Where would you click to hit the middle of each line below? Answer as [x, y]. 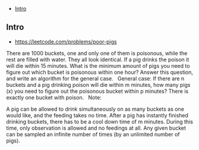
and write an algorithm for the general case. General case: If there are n [95, 78]
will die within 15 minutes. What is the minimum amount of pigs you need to [98, 65]
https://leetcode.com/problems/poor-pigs [66, 42]
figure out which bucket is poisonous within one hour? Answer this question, [100, 72]
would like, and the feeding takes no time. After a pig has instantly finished [97, 115]
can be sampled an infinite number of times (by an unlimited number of [93, 134]
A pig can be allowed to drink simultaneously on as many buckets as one [95, 109]
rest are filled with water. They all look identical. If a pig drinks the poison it [98, 60]
